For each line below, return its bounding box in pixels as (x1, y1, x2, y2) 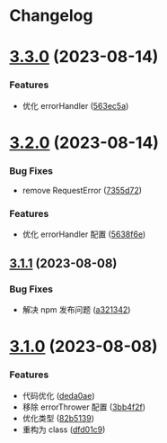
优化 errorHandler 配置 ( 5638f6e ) (22, 229, 146, 240)
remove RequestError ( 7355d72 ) (22, 185, 142, 196)
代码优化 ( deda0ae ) (22, 390, 95, 401)
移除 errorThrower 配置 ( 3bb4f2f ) (22, 402, 146, 412)
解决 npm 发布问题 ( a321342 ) (22, 304, 131, 315)
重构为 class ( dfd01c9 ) (22, 424, 106, 435)
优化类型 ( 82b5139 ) (22, 412, 95, 423)
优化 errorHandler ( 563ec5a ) (22, 100, 129, 111)
